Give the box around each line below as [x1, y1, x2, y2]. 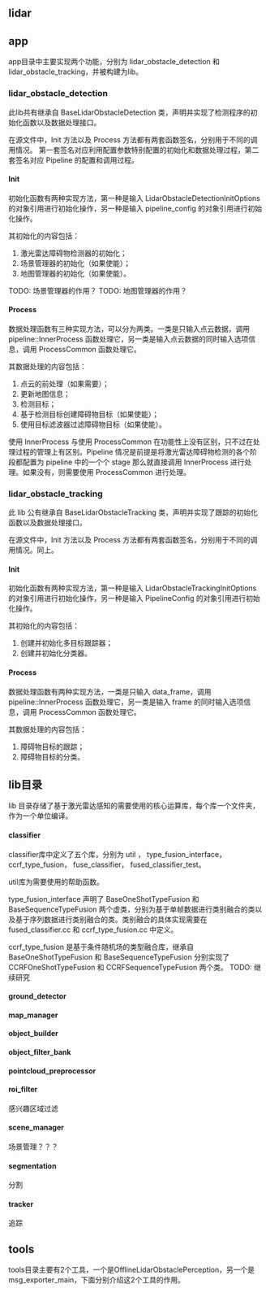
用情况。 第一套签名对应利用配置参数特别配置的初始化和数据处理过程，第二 [8, 145, 259, 155]
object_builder [8, 1029, 59, 1038]
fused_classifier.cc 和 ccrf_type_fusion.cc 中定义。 [8, 925, 178, 934]
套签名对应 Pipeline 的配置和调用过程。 [8, 155, 139, 165]
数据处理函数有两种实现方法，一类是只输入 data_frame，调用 [8, 686, 212, 696]
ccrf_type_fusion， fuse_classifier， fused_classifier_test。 [8, 860, 206, 869]
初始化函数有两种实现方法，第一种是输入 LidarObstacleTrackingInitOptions [8, 583, 257, 593]
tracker [8, 1199, 34, 1208]
